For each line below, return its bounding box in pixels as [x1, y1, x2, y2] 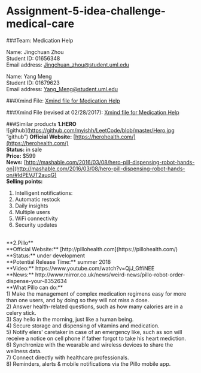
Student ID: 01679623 [6, 79, 60, 86]
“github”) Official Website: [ [6, 133, 76, 140]
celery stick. [6, 309, 37, 316]
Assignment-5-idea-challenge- [6, 4, 166, 18]
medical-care [6, 17, 75, 31]
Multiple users [14, 208, 50, 215]
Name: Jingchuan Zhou [6, 48, 64, 55]
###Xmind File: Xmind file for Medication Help [6, 97, 121, 104]
